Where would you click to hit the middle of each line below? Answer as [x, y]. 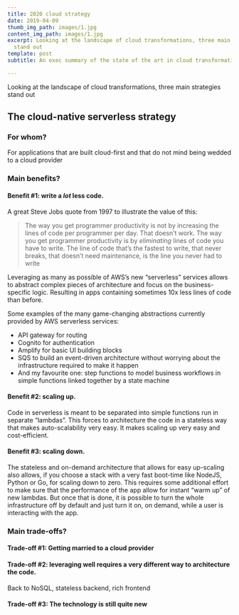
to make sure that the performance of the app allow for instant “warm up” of [119, 490]
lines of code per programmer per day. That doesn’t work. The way [123, 233]
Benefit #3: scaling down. [46, 451]
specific [19, 292]
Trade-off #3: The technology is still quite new [78, 604]
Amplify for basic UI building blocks [70, 350]
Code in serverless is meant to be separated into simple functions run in [113, 412]
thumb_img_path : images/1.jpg [52, 27]
